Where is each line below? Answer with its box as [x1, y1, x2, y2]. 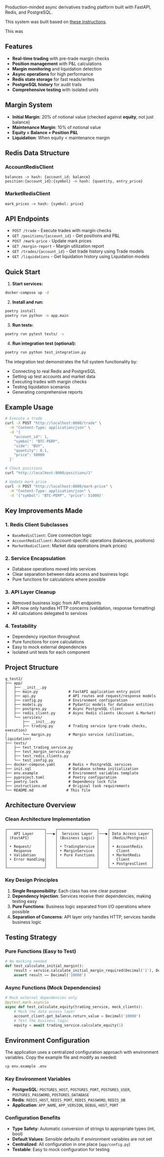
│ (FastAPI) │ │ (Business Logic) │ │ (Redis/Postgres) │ [5, 835, 154, 840]
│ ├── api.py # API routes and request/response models [5, 693, 156, 698]
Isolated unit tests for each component [12, 649, 90, 655]
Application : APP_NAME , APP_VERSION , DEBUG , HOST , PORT [12, 1102, 119, 1108]
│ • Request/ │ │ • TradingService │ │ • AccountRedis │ [5, 844, 154, 849]
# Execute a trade [5, 416, 42, 421]
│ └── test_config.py [5, 757, 54, 763]
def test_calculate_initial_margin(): [5, 964, 84, 968]
